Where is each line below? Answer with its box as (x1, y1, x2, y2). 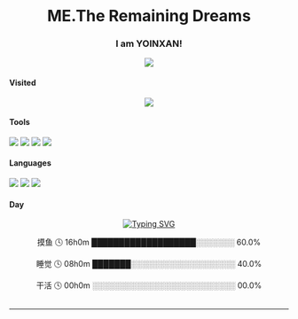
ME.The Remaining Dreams (47, 6, 251, 27)
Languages (9, 158, 51, 168)
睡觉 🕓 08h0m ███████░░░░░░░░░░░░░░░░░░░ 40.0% (35, 259, 263, 269)
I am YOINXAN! (115, 37, 183, 50)
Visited (9, 77, 37, 89)
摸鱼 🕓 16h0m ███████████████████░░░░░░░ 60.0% (36, 237, 262, 248)
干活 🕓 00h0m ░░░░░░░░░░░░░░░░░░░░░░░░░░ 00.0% (35, 280, 263, 291)
